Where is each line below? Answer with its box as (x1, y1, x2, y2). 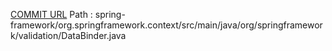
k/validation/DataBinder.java (10, 30, 127, 41)
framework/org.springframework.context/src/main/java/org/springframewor (10, 19, 323, 31)
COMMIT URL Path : (10, 9, 93, 20)
